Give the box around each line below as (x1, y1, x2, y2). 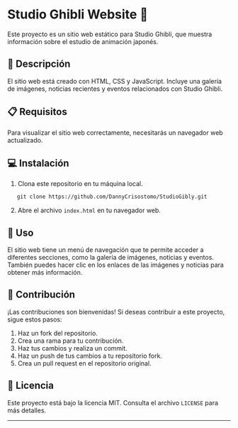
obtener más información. (7, 268, 83, 277)
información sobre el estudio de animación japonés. (7, 37, 159, 45)
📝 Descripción (7, 58, 71, 70)
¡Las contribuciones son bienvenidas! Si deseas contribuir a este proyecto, (7, 307, 225, 316)
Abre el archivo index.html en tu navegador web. (17, 206, 161, 215)
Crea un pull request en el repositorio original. (17, 358, 152, 368)
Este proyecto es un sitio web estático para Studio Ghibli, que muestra (7, 30, 212, 38)
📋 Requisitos (7, 106, 67, 118)
